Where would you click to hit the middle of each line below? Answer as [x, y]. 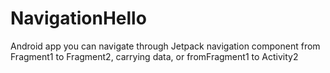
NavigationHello [78, 18]
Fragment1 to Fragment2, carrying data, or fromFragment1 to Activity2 [154, 56]
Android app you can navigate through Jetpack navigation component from [165, 46]
